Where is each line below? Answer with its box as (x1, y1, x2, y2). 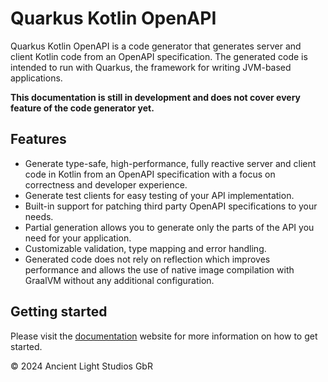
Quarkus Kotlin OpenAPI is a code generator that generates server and (10, 40, 302, 52)
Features (10, 131, 67, 148)
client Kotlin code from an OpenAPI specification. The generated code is (10, 50, 308, 62)
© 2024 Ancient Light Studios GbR (10, 360, 153, 372)
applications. (10, 72, 63, 84)
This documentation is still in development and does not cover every (10, 91, 302, 103)
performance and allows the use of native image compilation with (24, 263, 295, 276)
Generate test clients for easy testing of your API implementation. (24, 189, 295, 201)
